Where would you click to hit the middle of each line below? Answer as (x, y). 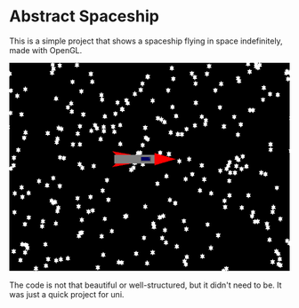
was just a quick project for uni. (67, 295)
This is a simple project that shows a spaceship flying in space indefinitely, (146, 41)
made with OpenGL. (46, 50)
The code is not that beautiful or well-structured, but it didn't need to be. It (145, 285)
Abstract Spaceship (85, 16)
